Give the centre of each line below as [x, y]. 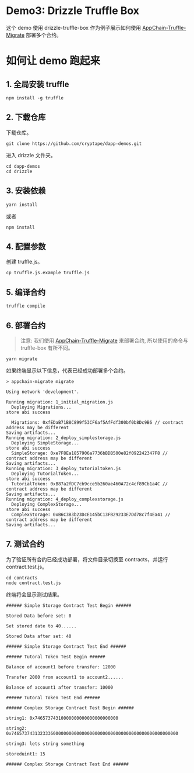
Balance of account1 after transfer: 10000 [60, 687]
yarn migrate [22, 359]
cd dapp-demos [23, 166]
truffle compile [26, 306]
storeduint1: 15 [26, 754]
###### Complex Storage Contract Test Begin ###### [70, 708]
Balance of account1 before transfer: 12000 [61, 667]
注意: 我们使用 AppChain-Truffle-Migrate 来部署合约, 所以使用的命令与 [104, 341]
